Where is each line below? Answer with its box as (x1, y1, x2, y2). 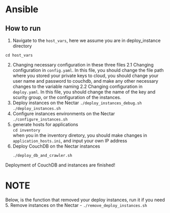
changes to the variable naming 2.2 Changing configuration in (12, 83, 143, 89)
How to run (5, 24, 41, 33)
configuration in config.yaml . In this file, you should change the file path (12, 67, 164, 73)
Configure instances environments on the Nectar (12, 111, 116, 116)
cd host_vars (5, 53, 33, 58)
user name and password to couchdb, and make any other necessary (12, 78, 159, 84)
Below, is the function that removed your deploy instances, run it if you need (5, 197, 165, 203)
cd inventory (12, 128, 41, 133)
